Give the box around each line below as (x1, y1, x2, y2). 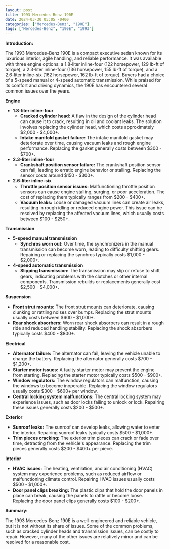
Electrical (5, 341, 26, 347)
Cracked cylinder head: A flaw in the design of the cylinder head (20, 113, 156, 119)
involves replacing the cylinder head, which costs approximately (20, 124, 154, 130)
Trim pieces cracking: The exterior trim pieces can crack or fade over (12, 435, 159, 441)
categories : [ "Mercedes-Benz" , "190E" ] (5, 21, 90, 27)
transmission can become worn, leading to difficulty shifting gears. (20, 246, 160, 252)
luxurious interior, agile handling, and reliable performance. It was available (5, 55, 162, 62)
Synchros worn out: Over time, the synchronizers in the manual (20, 241, 153, 247)
